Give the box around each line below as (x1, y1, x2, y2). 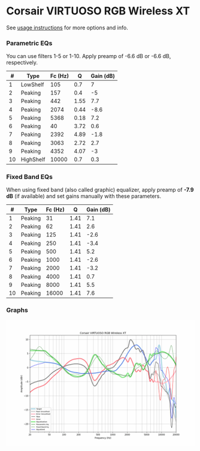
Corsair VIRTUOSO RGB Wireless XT (6, 4, 190, 18)
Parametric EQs (6, 39, 53, 47)
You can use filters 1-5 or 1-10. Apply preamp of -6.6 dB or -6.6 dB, (6, 53, 171, 60)
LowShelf (20, 81, 44, 88)
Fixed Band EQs (6, 172, 53, 181)
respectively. (6, 59, 38, 66)
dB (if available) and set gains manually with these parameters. (6, 193, 162, 200)
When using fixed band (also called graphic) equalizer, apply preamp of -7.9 (6, 186, 194, 193)
